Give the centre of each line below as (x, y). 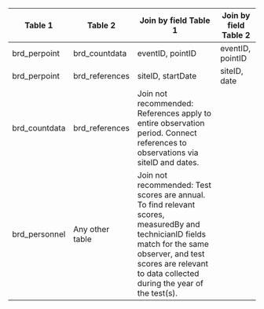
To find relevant (166, 205)
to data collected (168, 273)
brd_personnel (39, 234)
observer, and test (171, 254)
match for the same (173, 244)
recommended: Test (174, 185)
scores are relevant (172, 264)
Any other (92, 229)
